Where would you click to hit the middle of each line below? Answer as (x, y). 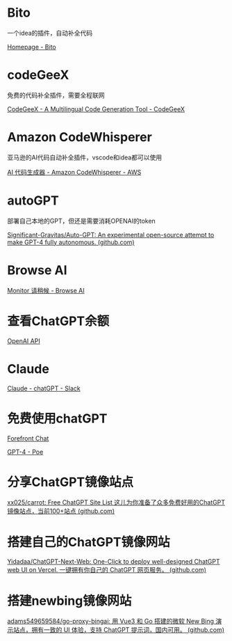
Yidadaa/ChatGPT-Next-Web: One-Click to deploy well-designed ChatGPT (114, 562)
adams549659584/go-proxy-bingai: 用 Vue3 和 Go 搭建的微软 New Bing (110, 622)
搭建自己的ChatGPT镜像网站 (89, 542)
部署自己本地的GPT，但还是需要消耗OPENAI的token (82, 221)
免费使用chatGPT (57, 418)
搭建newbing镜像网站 (69, 601)
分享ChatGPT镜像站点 (71, 482)
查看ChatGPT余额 (58, 321)
